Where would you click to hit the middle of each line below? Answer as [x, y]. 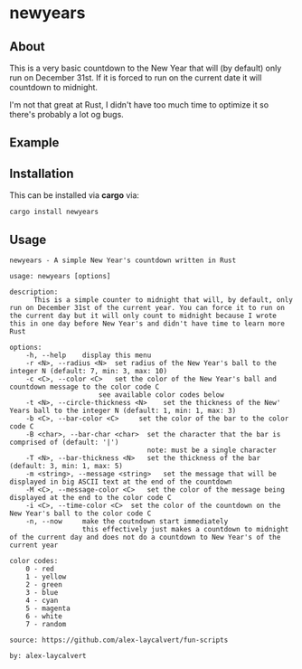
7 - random [46, 625]
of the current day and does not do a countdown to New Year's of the [145, 537]
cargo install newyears [54, 212]
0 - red [40, 569]
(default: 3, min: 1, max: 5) [66, 466]
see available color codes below [161, 395]
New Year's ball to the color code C [80, 514]
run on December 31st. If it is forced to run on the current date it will [136, 78]
